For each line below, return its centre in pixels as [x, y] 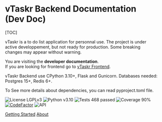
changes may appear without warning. [43, 52]
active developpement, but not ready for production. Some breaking [73, 47]
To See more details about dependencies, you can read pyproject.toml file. [79, 90]
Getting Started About [27, 114]
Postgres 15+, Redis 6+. [29, 81]
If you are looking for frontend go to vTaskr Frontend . [58, 67]
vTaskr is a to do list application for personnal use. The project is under [76, 41]
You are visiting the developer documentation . [52, 61]
